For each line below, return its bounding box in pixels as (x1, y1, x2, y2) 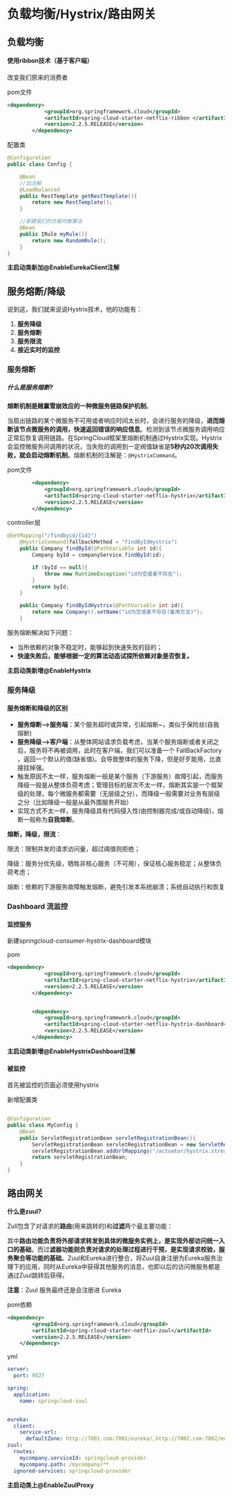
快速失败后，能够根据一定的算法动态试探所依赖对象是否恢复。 (17, 651, 193, 660)
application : (13, 1391, 51, 1398)
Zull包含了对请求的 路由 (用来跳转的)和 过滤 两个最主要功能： (7, 1222, 174, 1230)
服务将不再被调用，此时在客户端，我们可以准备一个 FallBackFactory (29, 747, 222, 755)
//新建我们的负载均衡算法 (19, 218, 83, 225)
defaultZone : (25, 1435, 64, 1442)
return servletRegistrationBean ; (32, 1154, 128, 1161)
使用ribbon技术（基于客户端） (7, 57, 93, 65)
